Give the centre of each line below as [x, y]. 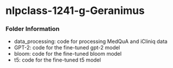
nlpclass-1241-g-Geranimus [75, 11]
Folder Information [33, 29]
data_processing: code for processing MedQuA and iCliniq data [91, 41]
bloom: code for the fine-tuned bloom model [68, 54]
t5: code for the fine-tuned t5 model [57, 60]
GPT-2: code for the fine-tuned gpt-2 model [67, 48]
